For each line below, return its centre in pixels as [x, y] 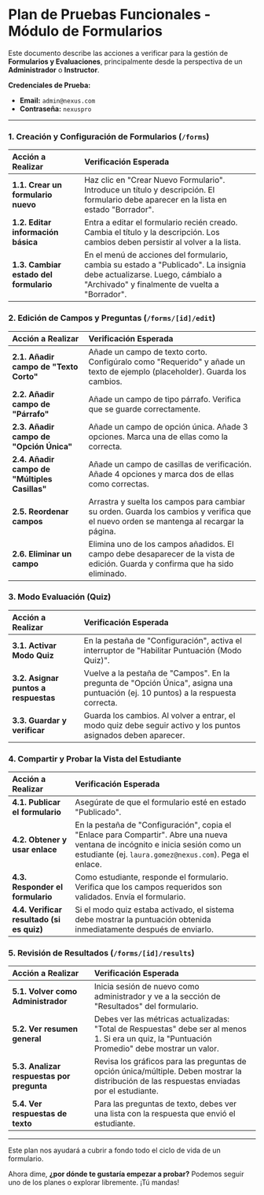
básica [25, 242]
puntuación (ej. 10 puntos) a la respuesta [160, 693]
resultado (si [37, 920]
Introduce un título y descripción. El [149, 190]
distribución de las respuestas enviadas [167, 1081]
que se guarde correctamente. [144, 409]
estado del [32, 275]
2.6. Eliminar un [42, 553]
